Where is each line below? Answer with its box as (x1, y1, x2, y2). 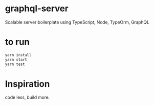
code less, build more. (5, 94, 50, 101)
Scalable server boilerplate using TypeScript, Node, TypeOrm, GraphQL (5, 19, 150, 25)
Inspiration (5, 78, 50, 89)
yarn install (5, 52, 32, 57)
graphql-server (5, 3, 68, 14)
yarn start (5, 57, 27, 62)
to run (5, 36, 30, 48)
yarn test (5, 62, 25, 67)
